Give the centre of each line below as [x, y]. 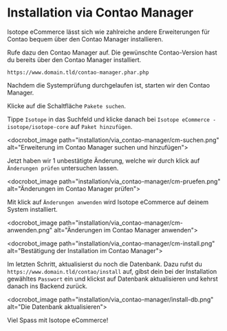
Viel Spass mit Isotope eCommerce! [58, 320]
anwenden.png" [30, 230]
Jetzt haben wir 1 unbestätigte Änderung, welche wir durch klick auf [104, 161]
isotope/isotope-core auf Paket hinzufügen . [70, 126]
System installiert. [33, 209]
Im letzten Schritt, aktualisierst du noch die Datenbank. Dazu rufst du [105, 264]
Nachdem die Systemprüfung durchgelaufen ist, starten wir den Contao [109, 85]
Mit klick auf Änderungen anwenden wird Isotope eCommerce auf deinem [108, 202]
